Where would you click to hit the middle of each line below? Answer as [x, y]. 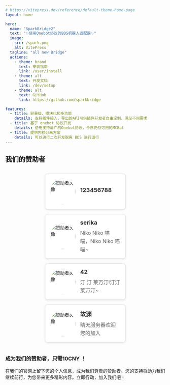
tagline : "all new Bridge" [38, 52]
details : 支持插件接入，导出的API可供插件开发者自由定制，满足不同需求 [81, 118]
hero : [11, 24]
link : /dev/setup [37, 86]
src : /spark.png [32, 43]
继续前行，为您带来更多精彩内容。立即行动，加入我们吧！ [65, 377]
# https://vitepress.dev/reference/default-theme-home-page [70, 10]
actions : [19, 57]
